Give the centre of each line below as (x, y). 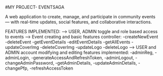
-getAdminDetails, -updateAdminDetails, (96, 63)
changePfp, (17, 68)
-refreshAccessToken (51, 68)
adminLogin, (18, 58)
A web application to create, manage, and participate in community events (80, 17)
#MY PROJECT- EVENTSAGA (35, 7)
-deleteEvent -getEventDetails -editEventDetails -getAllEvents (68, 42)
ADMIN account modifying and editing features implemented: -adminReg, (79, 52)
